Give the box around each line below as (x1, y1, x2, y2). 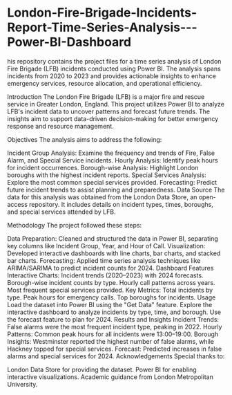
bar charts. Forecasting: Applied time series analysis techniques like (7, 256, 201, 264)
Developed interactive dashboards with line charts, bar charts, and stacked (7, 249, 221, 257)
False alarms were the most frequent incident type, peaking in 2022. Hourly (7, 322, 222, 331)
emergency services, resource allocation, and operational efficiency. (7, 79, 202, 87)
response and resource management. (7, 122, 114, 130)
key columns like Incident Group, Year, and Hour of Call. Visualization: (7, 241, 206, 250)
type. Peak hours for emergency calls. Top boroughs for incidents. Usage (7, 293, 216, 302)
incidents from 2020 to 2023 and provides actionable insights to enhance (7, 71, 216, 80)
